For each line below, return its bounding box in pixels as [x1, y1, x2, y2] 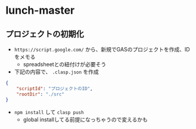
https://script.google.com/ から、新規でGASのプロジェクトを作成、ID [14, 46, 190, 53]
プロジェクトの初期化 [5, 29, 84, 39]
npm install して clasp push [14, 108, 84, 115]
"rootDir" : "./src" [16, 91, 65, 97]
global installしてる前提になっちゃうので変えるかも [23, 116, 148, 123]
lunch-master [5, 4, 75, 17]
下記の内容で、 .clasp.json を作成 [14, 68, 99, 75]
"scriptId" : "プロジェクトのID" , [16, 85, 93, 91]
